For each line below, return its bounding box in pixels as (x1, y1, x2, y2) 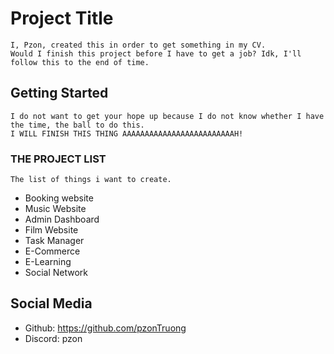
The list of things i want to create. (10, 175, 172, 185)
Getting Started (10, 85, 109, 102)
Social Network (24, 267, 89, 279)
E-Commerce (24, 245, 81, 257)
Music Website (24, 203, 87, 215)
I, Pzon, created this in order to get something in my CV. (10, 40, 267, 50)
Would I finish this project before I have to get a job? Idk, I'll (10, 48, 302, 59)
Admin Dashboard (24, 213, 100, 226)
